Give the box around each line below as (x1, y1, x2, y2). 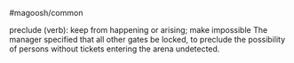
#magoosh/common (9, 8, 83, 18)
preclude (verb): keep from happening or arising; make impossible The (9, 25, 268, 35)
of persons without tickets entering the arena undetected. (9, 43, 220, 54)
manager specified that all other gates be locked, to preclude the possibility (9, 35, 286, 44)
